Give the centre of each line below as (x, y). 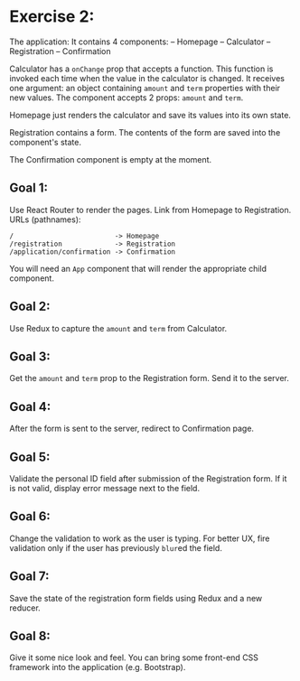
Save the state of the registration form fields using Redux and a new (136, 598)
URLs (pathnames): (45, 219)
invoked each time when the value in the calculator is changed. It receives (147, 78)
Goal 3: (30, 356)
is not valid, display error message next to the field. (105, 488)
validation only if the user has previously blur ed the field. (116, 547)
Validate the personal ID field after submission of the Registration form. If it (148, 479)
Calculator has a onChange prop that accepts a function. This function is (141, 69)
